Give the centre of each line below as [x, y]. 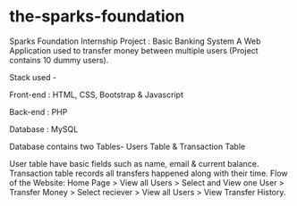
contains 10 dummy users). [59, 60]
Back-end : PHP [38, 111]
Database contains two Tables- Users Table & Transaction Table [127, 146]
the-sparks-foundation [97, 16]
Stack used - [33, 77]
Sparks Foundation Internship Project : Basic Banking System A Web [135, 41]
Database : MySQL [44, 129]
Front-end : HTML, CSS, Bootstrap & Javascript [96, 95]
